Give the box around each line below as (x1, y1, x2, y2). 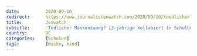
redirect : (6, 14, 30, 20)
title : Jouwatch (6, 19, 67, 25)
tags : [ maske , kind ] (6, 41, 80, 47)
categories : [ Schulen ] (6, 36, 69, 41)
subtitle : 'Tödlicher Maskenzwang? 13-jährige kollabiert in (6, 24, 172, 31)
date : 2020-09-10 (6, 8, 72, 15)
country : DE (6, 30, 51, 36)
